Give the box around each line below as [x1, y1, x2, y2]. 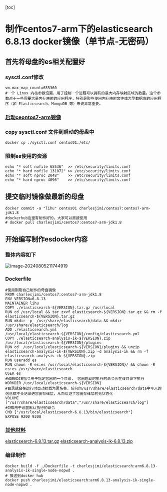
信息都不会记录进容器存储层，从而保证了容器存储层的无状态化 [5, 391, 113, 396]
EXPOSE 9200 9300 [5, 414, 41, 419]
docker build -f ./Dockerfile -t [5, 463, 75, 468]
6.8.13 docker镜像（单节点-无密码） [5, 36, 154, 47]
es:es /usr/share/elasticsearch [5, 367, 72, 372]
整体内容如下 [5, 251, 36, 258]
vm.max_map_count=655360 [5, 85, 57, 90]
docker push [5, 477, 30, 482]
